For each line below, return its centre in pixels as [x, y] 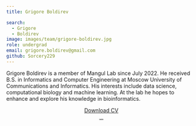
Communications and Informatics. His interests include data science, [91, 86]
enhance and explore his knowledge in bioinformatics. [73, 98]
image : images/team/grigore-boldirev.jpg [59, 40]
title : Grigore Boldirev [37, 12]
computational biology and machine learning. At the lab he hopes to [90, 92]
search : [16, 22]
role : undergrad [27, 45]
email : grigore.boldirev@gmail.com [51, 51]
